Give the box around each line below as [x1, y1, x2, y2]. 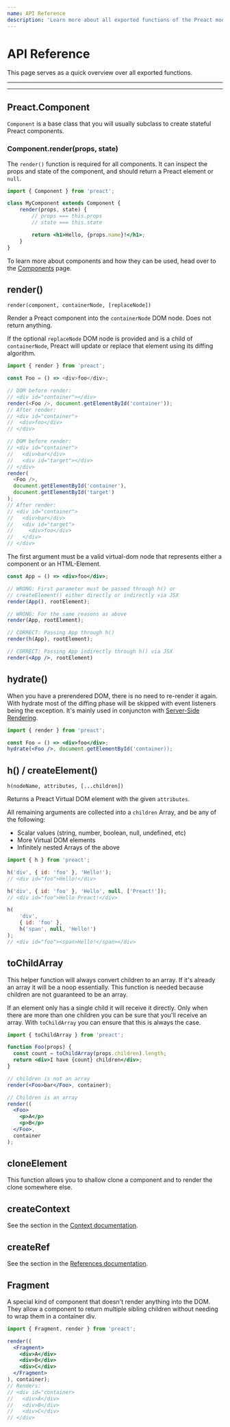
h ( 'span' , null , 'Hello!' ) [19, 926, 97, 933]
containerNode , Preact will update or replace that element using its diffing [7, 342, 214, 350]
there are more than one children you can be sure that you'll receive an [7, 1010, 207, 1019]
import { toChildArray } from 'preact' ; [7, 1031, 125, 1039]
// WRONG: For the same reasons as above [7, 610, 127, 618]
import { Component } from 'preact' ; [7, 187, 115, 194]
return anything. [7, 321, 53, 329]
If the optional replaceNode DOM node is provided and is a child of [7, 334, 193, 343]
